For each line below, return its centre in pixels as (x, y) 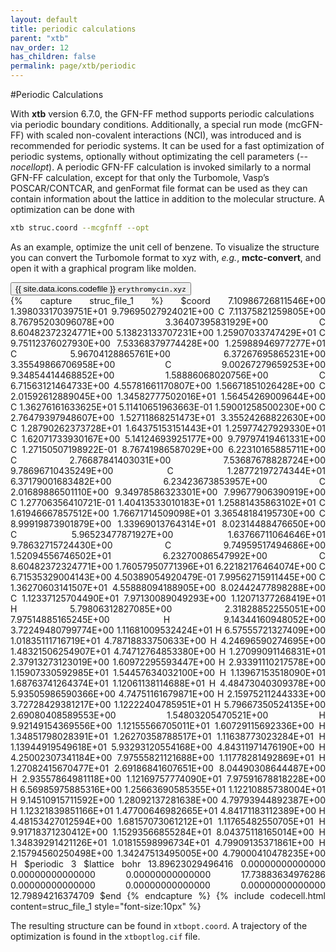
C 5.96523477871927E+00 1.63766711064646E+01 (168, 534)
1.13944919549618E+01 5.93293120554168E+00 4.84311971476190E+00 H (168, 747)
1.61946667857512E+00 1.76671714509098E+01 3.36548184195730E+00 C (168, 513)
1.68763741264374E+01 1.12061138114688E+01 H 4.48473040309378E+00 (168, 683)
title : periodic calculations (73, 29)
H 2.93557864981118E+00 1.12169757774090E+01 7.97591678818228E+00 (168, 778)
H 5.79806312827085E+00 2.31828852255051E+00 (168, 608)
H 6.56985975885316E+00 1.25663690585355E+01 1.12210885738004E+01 (168, 789)
